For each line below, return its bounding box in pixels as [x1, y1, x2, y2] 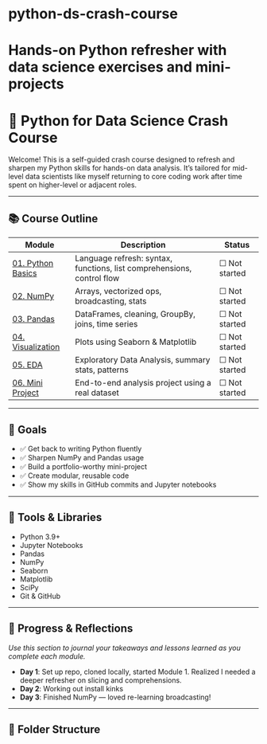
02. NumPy [12, 291, 55, 302]
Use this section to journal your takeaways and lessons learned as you [8, 643, 241, 652]
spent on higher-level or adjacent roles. [8, 180, 137, 190]
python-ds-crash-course [8, 5, 179, 23]
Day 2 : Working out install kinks [19, 683, 124, 693]
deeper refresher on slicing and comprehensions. [19, 675, 182, 685]
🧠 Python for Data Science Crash [8, 112, 229, 130]
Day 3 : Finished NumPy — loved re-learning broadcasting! [19, 692, 211, 702]
